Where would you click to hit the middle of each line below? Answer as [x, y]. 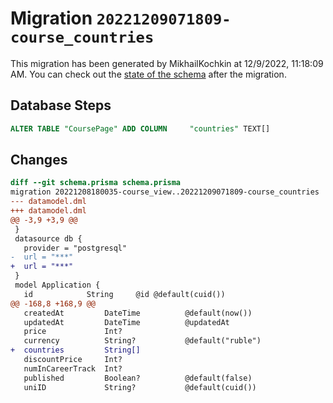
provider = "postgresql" [75, 248]
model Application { [57, 285]
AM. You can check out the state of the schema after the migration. [148, 74]
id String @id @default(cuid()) [124, 294]
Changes [39, 160]
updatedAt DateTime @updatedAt [126, 322]
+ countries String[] [75, 350]
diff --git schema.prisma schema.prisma [96, 183]
